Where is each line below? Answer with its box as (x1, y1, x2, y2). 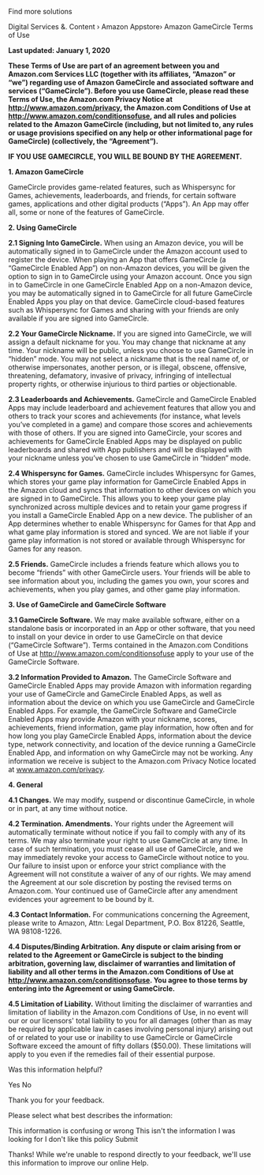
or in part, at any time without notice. (8, 804, 128, 813)
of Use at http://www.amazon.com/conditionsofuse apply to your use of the (8, 649, 255, 658)
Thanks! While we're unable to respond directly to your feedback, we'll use (8, 1150, 251, 1159)
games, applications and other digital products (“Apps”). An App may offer (8, 199, 250, 208)
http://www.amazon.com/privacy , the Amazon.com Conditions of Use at (8, 103, 251, 112)
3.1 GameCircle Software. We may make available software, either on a (8, 615, 240, 625)
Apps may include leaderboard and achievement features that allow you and (8, 403, 256, 412)
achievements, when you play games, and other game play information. (8, 584, 240, 594)
